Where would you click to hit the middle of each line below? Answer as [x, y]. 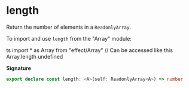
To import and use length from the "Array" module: [69, 38]
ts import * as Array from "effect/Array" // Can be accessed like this [90, 50]
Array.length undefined [35, 56]
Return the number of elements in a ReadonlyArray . [69, 27]
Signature [19, 68]
